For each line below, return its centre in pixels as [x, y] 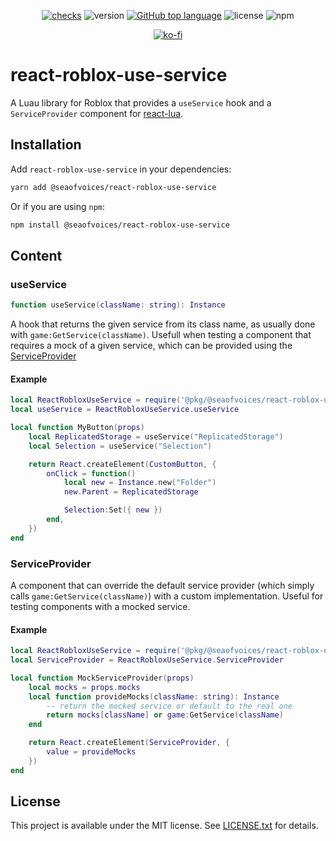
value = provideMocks [91, 752]
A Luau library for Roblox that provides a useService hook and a [141, 102]
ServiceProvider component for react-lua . [97, 113]
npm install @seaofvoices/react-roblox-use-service [120, 225]
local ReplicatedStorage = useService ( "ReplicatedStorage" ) [156, 436]
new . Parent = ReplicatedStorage [131, 492]
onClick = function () [91, 473]
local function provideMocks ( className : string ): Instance [154, 696]
